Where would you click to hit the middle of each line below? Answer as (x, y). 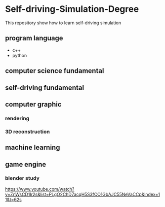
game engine (26, 164)
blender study (22, 178)
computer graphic (33, 104)
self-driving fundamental (45, 87)
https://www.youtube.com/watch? (40, 189)
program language (34, 38)
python (20, 55)
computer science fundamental (55, 71)
